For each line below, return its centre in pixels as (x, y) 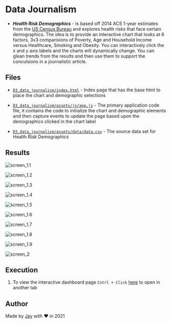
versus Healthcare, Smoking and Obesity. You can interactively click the (88, 45)
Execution (22, 270)
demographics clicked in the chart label (54, 121)
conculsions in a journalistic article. (50, 61)
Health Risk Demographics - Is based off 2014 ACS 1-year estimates (85, 23)
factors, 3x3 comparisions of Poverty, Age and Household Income (82, 40)
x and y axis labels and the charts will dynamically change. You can (83, 51)
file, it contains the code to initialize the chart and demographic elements (89, 110)
